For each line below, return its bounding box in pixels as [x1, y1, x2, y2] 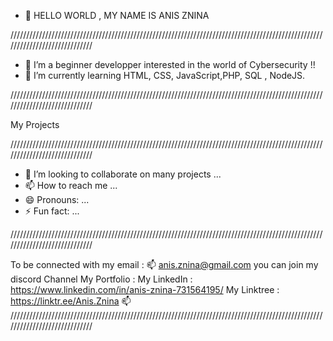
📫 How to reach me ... [24, 180, 118, 191]
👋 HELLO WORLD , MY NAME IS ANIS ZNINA [24, 10, 210, 21]
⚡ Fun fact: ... [24, 205, 80, 217]
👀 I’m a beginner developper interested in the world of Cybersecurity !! [24, 59, 316, 70]
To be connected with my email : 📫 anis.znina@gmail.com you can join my [10, 259, 319, 270]
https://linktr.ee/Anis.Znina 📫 [10, 295, 132, 307]
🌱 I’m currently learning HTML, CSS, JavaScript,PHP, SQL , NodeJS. [24, 70, 306, 81]
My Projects [10, 119, 60, 130]
